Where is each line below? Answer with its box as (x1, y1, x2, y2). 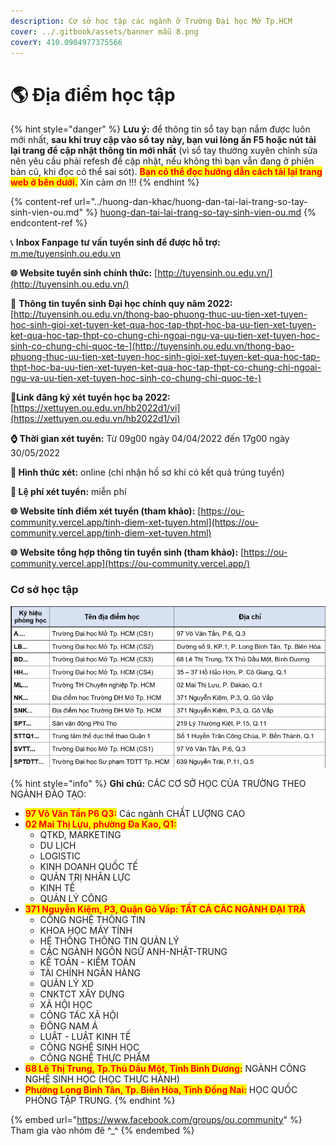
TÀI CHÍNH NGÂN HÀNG (39, 966, 141, 979)
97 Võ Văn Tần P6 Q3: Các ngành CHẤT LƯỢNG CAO (24, 807, 246, 819)
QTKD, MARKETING (39, 828, 122, 840)
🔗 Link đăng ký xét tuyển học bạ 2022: (10, 391, 171, 404)
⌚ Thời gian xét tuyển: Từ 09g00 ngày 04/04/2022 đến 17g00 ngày (10, 433, 290, 445)
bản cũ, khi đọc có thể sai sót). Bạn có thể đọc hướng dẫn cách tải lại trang (10, 166, 323, 178)
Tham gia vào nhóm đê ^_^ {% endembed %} (10, 1124, 195, 1136)
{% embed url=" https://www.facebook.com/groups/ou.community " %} (10, 1113, 303, 1125)
